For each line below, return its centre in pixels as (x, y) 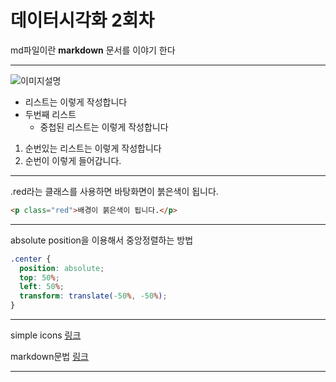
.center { (31, 259)
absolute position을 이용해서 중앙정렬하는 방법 (102, 240)
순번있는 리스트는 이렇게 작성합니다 (93, 148)
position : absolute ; (62, 268)
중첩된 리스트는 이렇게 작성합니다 (104, 127)
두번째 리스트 (50, 114)
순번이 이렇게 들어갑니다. (73, 160)
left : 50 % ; (42, 287)
